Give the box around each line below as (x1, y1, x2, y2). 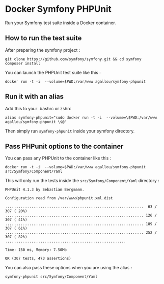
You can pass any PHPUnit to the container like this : (5, 155, 111, 161)
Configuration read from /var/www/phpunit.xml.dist (5, 196, 113, 201)
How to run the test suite (5, 34, 82, 42)
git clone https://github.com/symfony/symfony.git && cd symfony (5, 57, 141, 62)
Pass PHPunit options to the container (5, 142, 124, 151)
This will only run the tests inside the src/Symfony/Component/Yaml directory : (5, 178, 160, 184)
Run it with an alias (5, 93, 64, 101)
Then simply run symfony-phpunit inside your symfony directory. (5, 128, 135, 134)
